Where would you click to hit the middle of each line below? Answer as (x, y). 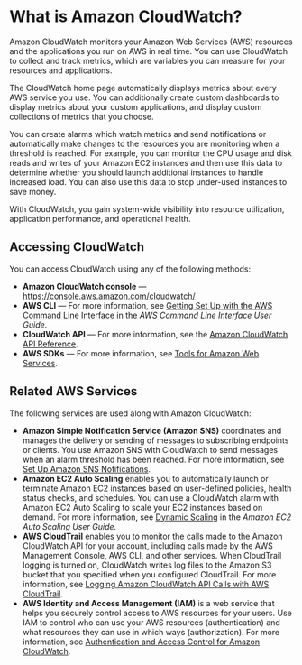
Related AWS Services (73, 391)
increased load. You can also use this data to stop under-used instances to (148, 181)
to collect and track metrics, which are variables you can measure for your (147, 60)
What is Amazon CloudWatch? (126, 17)
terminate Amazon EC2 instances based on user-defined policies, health (157, 488)
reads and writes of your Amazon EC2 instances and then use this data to (146, 162)
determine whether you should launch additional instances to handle (137, 172)
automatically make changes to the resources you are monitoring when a (145, 143)
